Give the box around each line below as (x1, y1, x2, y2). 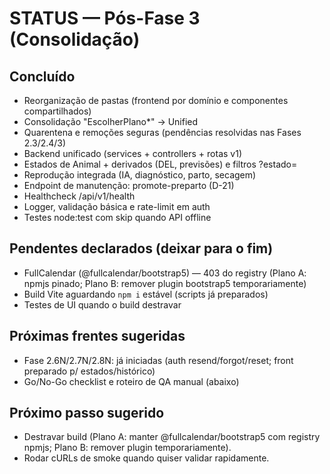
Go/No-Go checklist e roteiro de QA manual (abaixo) (23, 375, 240, 387)
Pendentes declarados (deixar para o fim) (9, 240, 274, 257)
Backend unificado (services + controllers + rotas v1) (23, 148, 242, 159)
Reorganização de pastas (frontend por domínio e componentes (23, 95, 289, 106)
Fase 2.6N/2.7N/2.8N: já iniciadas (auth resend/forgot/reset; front (23, 354, 294, 366)
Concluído (9, 68, 76, 85)
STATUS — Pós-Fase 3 (9, 7, 201, 30)
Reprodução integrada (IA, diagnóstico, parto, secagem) (23, 169, 257, 181)
